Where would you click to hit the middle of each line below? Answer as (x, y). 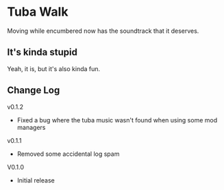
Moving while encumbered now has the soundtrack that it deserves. (103, 31)
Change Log (34, 91)
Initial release (36, 180)
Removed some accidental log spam (68, 154)
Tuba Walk (38, 12)
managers (31, 127)
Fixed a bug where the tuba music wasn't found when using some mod (117, 120)
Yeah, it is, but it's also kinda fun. (54, 68)
